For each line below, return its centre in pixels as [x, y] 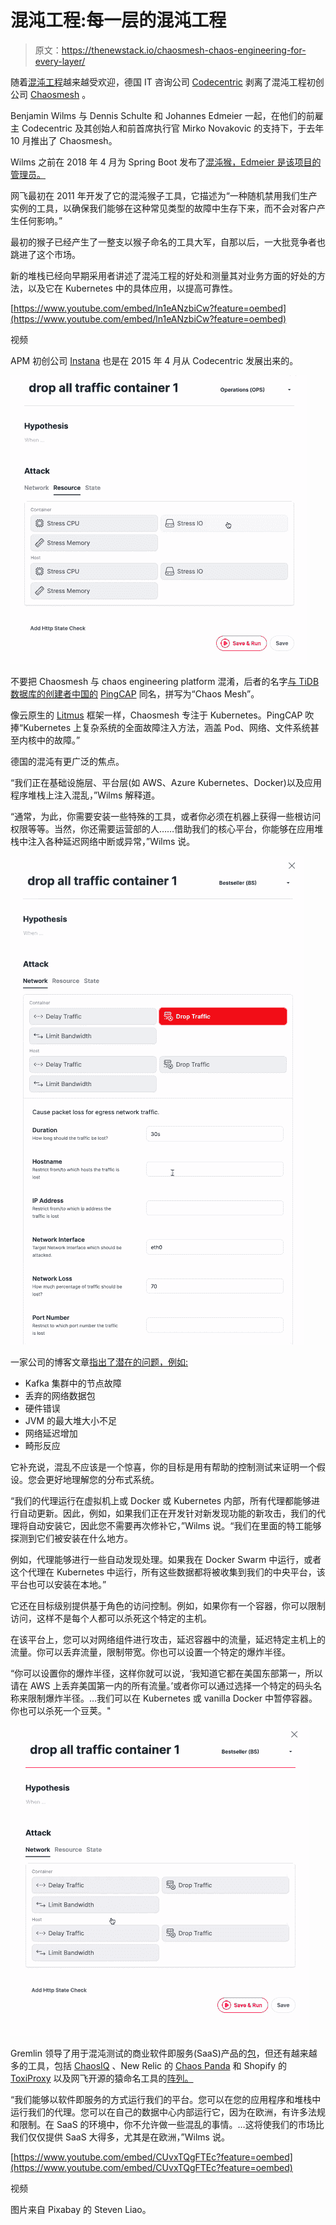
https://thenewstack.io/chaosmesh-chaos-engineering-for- [184, 50]
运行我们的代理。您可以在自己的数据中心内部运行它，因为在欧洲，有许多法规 [168, 2112]
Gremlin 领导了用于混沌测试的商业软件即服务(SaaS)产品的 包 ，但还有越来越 [164, 2053]
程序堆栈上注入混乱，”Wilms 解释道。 [85, 795]
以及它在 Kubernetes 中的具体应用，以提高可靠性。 [132, 288]
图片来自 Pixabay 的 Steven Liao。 [81, 2209]
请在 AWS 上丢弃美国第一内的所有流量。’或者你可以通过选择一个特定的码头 [162, 1685]
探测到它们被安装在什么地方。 [71, 1538]
